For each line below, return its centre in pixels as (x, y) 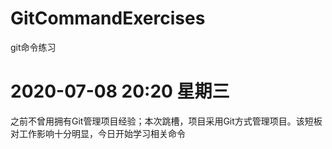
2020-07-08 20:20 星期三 (120, 91)
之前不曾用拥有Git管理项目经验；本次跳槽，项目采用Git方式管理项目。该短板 (166, 121)
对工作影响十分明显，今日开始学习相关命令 (98, 133)
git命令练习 (33, 47)
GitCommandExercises (108, 18)
